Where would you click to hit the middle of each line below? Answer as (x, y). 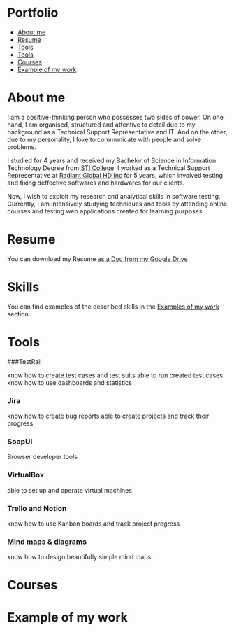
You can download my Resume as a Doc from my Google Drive (97, 259)
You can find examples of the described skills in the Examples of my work (114, 307)
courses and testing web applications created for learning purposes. (106, 211)
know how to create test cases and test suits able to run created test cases (115, 375)
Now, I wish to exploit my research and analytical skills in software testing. (114, 196)
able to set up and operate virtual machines (70, 490)
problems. (22, 147)
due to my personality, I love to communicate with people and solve (104, 139)
